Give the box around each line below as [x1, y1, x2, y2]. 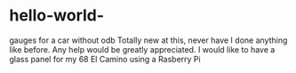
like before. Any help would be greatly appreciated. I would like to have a [9, 44, 276, 54]
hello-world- [9, 5, 105, 26]
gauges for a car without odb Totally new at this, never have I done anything [9, 35, 288, 45]
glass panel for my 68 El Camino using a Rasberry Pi [9, 53, 202, 64]
